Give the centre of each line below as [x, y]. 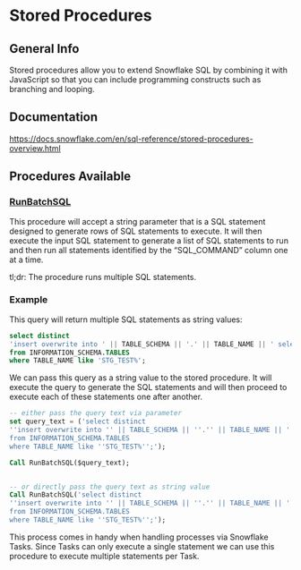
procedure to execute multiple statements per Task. [104, 556]
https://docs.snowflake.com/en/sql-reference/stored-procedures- [131, 139]
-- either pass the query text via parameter [95, 413]
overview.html [35, 148]
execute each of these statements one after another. [106, 397]
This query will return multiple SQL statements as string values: [126, 319]
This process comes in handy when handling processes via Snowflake [139, 537]
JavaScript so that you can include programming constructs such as [135, 80]
